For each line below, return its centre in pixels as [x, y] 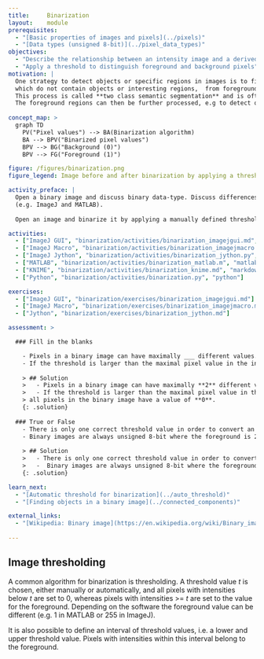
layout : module [38, 23]
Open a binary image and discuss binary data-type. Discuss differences [137, 197]
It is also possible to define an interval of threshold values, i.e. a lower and [128, 630]
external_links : [35, 516]
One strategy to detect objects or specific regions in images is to [131, 81]
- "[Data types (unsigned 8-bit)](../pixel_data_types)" [110, 45]
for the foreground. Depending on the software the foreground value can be [131, 606]
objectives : [27, 52]
